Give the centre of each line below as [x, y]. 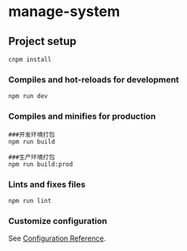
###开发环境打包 [32, 135]
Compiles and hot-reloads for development [94, 79]
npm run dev [28, 96]
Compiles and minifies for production [82, 116]
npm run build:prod [41, 164]
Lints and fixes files [47, 184]
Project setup [43, 41]
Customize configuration [58, 221]
